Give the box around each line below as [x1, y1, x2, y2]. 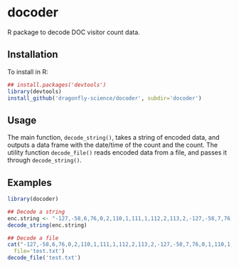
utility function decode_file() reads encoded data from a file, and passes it [7, 148, 228, 157]
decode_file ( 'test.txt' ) [7, 254, 81, 262]
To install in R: [7, 67, 48, 76]
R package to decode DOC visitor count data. [7, 28, 140, 36]
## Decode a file [7, 234, 59, 242]
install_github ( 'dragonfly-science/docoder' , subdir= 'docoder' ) [7, 94, 202, 102]
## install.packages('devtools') [7, 81, 107, 88]
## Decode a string [7, 208, 65, 215]
